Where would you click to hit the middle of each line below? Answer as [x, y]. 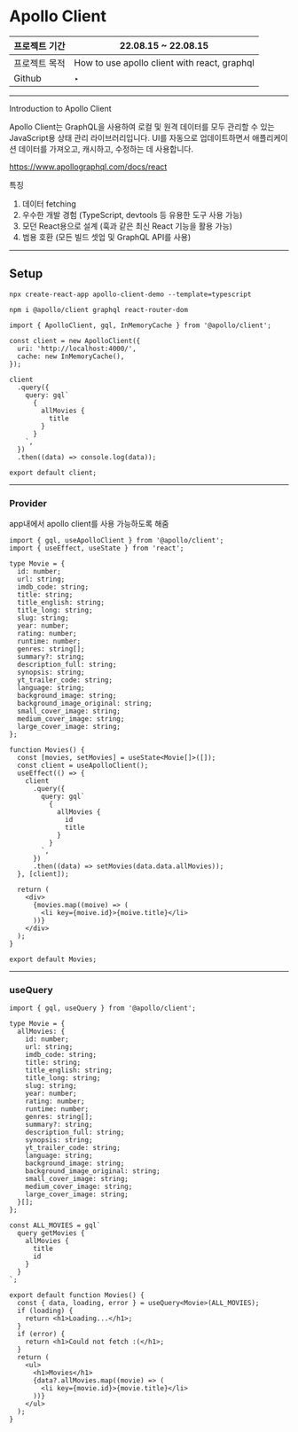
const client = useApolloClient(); [83, 766]
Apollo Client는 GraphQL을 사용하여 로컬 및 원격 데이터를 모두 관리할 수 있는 [142, 127]
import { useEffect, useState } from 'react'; [97, 548]
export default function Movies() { [77, 1295]
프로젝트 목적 [39, 63]
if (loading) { [45, 1311]
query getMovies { [51, 1233]
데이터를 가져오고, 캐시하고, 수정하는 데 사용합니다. [106, 149]
